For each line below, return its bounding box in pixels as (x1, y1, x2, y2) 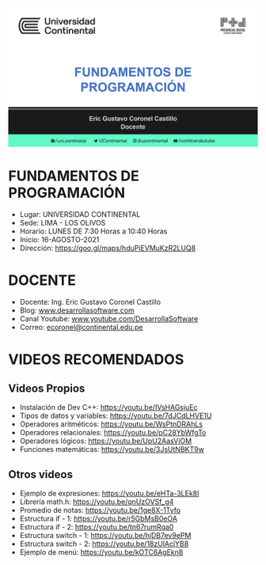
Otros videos (8, 468, 74, 481)
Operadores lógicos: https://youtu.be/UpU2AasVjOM (19, 436, 192, 446)
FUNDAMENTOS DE (8, 167, 140, 184)
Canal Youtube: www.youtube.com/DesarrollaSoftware (19, 314, 199, 324)
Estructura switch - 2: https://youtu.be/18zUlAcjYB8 (19, 539, 189, 548)
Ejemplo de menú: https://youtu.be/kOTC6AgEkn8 (19, 548, 184, 557)
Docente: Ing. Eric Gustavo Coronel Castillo (19, 298, 161, 307)
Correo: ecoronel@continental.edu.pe (19, 323, 143, 332)
